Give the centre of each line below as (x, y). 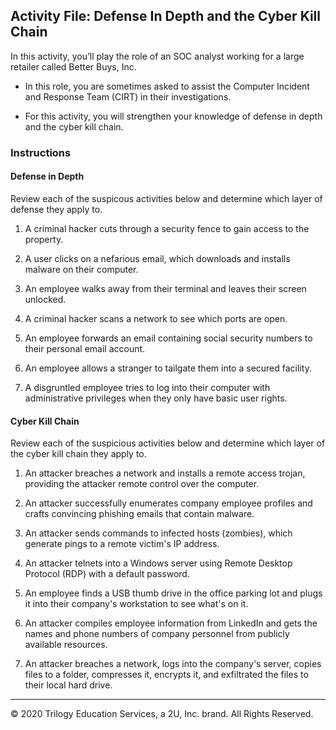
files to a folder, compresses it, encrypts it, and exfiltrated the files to (166, 675)
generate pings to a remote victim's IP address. (122, 544)
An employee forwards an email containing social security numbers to (168, 338)
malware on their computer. (81, 269)
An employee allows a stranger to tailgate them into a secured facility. (168, 368)
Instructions (41, 152)
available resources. (66, 645)
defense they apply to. (56, 209)
